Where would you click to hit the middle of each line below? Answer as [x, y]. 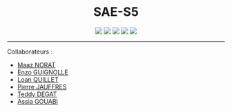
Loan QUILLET [38, 79]
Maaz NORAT [36, 65]
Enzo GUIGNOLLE [42, 72]
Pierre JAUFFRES [42, 87]
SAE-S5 [116, 12]
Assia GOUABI [38, 101]
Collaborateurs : [30, 52]
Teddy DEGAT [37, 94]
